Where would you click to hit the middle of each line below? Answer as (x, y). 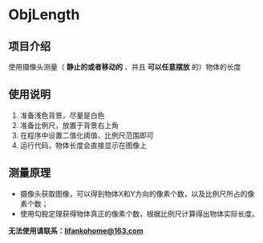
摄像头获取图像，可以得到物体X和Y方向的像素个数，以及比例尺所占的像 (137, 193)
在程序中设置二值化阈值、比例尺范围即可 (87, 135)
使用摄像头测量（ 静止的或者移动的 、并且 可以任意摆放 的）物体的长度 (125, 67)
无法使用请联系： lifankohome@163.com (76, 230)
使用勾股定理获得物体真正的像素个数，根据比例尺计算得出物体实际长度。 (139, 213)
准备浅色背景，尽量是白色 (62, 115)
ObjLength (44, 15)
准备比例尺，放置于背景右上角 (69, 125)
